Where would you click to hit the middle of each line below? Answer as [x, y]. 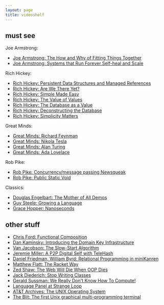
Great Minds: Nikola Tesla [40, 141]
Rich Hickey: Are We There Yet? [46, 89]
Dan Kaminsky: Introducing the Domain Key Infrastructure [73, 242]
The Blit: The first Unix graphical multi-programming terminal [77, 297]
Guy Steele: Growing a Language [48, 203]
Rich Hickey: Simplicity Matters [45, 116]
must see [20, 36]
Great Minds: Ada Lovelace [41, 153]
